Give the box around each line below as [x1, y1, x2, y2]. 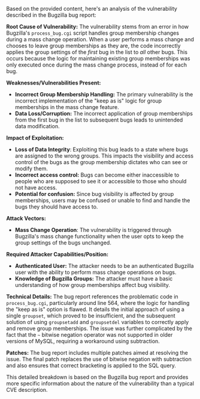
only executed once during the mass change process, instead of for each [6, 61, 187, 68]
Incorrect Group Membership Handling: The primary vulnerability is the [14, 91, 193, 98]
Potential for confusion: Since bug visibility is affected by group [14, 191, 174, 197]
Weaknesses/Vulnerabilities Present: [6, 79, 101, 86]
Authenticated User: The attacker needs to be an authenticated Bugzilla [14, 262, 194, 269]
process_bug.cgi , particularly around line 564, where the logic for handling [6, 300, 190, 306]
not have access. [14, 184, 57, 191]
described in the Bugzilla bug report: [6, 11, 97, 19]
